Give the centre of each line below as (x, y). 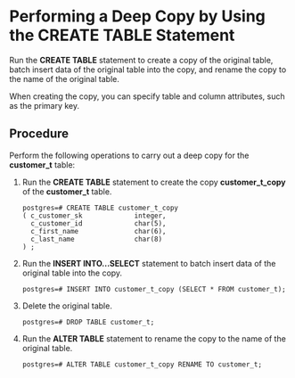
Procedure (39, 134)
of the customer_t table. (67, 191)
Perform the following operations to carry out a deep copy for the (129, 155)
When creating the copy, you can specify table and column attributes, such (147, 96)
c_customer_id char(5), (98, 223)
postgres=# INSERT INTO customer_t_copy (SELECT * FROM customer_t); (154, 289)
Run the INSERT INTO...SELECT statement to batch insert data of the (149, 263)
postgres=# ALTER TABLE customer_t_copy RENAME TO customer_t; (142, 364)
